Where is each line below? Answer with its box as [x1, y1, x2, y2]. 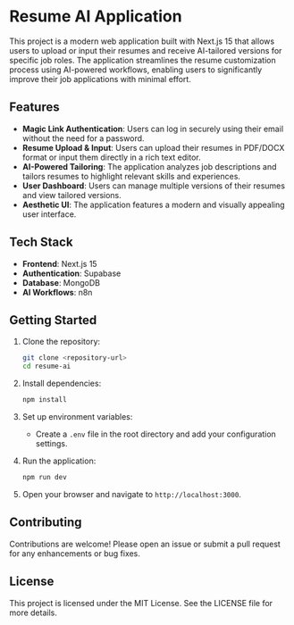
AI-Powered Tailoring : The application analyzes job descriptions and [21, 161, 277, 171]
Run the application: [21, 455, 97, 466]
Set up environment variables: [21, 412, 133, 421]
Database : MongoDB [21, 277, 101, 287]
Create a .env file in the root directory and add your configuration [35, 429, 277, 439]
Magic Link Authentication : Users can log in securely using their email [21, 123, 284, 134]
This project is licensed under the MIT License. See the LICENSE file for [9, 597, 273, 608]
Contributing [9, 515, 82, 530]
